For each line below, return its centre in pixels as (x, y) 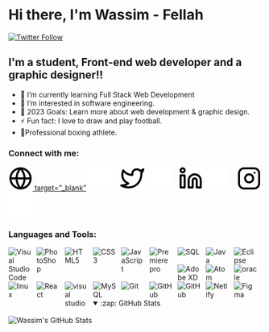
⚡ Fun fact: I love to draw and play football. (91, 120)
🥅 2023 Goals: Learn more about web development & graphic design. (135, 111)
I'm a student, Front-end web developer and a (125, 62)
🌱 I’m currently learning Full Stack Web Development (107, 94)
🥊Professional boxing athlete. (68, 132)
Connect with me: (44, 153)
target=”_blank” (60, 188)
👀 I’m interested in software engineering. (87, 103)
